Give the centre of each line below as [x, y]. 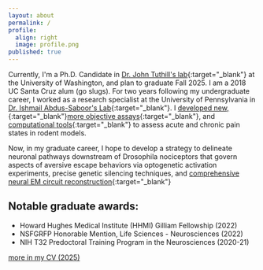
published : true [35, 52]
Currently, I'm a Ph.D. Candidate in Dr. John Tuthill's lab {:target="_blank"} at [131, 74]
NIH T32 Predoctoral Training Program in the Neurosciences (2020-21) [134, 242]
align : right [37, 37]
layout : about [31, 15]
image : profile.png [47, 45]
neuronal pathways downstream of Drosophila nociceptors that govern [123, 157]
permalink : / [30, 23]
